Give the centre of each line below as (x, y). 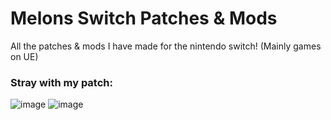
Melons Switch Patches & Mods (144, 18)
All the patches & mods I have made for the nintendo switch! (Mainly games (166, 46)
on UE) (24, 56)
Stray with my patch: (61, 82)
